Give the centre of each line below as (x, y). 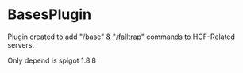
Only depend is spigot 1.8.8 (52, 60)
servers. (21, 44)
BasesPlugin (50, 15)
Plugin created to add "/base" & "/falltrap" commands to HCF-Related (121, 36)
